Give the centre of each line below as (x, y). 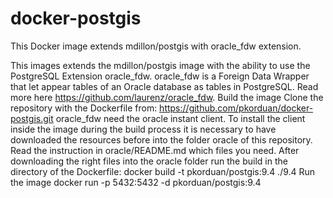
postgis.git (32, 118)
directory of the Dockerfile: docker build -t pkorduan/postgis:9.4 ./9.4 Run (163, 171)
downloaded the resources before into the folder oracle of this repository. (161, 139)
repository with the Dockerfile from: (84, 108)
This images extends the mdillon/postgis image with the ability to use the (160, 65)
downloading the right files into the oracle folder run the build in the (149, 161)
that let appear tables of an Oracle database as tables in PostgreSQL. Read (164, 86)
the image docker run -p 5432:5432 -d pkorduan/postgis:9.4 (136, 182)
